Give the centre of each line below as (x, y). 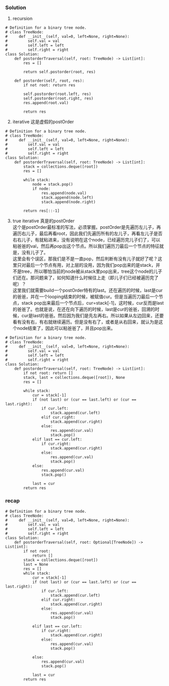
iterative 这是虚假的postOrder (43, 122)
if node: (41, 189)
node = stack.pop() (52, 184)
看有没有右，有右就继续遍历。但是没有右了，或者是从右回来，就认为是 (86, 322)
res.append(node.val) (64, 193)
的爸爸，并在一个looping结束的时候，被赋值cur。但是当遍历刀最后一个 (86, 297)
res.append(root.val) (46, 103)
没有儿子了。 (35, 253)
